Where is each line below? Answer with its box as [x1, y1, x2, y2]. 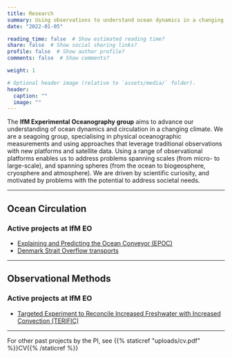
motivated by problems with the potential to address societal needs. [7, 177, 200, 185]
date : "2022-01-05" [7, 23, 64, 30]
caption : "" [13, 92, 48, 99]
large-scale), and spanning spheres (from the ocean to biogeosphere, [7, 161, 206, 170]
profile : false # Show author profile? [7, 48, 126, 55]
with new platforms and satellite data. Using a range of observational [7, 147, 203, 155]
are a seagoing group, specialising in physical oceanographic [7, 132, 182, 141]
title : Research [7, 10, 54, 17]
